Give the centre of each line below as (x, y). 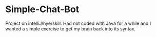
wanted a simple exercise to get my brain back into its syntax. (71, 28)
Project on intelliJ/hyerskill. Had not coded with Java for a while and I (78, 23)
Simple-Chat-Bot (42, 9)
